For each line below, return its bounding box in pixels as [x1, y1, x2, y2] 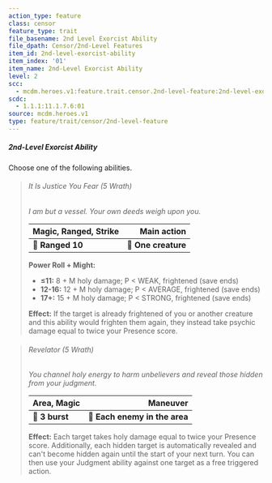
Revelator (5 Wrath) [28, 344, 95, 354]
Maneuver [147, 398, 189, 409]
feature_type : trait [8, 27, 79, 35]
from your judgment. [28, 378, 97, 388]
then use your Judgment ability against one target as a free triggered [28, 458, 259, 468]
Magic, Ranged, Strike [32, 226, 120, 237]
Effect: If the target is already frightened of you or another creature [28, 309, 253, 318]
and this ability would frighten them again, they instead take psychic [28, 318, 256, 327]
